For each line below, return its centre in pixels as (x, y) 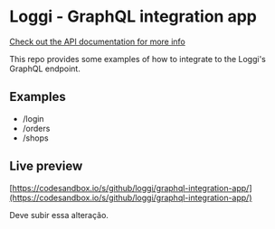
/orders (36, 128)
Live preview (46, 166)
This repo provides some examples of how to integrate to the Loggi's (138, 59)
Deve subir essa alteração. (59, 215)
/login (33, 118)
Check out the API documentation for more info (97, 41)
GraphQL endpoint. (45, 69)
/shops (35, 138)
